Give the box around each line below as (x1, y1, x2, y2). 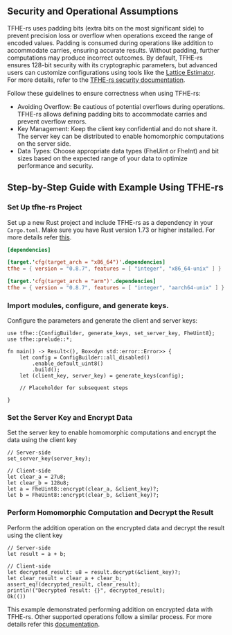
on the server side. (17, 139, 71, 148)
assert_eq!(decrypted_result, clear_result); (7, 581, 141, 588)
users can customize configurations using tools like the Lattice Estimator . (7, 68, 216, 76)
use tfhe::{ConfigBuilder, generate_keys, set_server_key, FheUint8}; (7, 330, 215, 337)
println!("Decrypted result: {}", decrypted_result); (7, 586, 166, 594)
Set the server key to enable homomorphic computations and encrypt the (7, 428, 217, 437)
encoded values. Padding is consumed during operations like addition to (7, 38, 213, 47)
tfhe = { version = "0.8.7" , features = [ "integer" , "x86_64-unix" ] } (7, 265, 222, 273)
